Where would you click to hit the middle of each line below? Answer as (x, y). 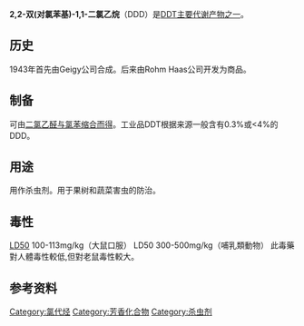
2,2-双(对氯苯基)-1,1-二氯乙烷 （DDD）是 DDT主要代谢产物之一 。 (129, 14)
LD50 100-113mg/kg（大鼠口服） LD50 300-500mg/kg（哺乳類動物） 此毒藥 (152, 245)
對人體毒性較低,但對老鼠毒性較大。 (74, 257)
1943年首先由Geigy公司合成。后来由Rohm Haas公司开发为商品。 (130, 69)
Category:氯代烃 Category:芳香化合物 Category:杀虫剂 (111, 311)
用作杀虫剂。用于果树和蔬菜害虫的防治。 (85, 191)
